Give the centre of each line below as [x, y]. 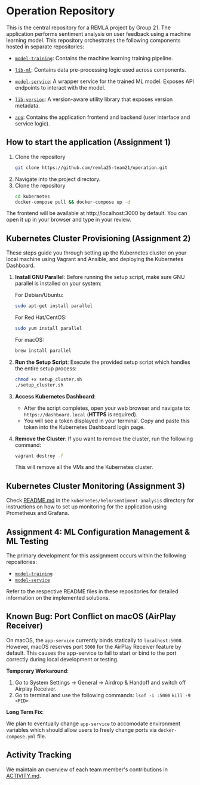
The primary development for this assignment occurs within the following [96, 556]
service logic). [32, 123]
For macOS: [29, 339]
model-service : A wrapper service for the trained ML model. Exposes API [104, 81]
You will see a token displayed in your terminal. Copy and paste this [107, 421]
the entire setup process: [46, 368]
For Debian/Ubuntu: [39, 295]
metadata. [27, 105]
